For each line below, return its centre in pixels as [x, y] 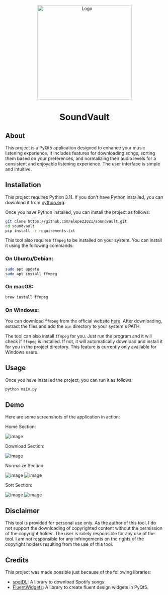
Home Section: [21, 427]
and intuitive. [19, 169]
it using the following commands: [39, 245]
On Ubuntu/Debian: [29, 259]
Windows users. [22, 352]
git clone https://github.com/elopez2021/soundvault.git [66, 221]
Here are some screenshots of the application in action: [63, 417]
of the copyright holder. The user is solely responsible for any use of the [80, 534]
